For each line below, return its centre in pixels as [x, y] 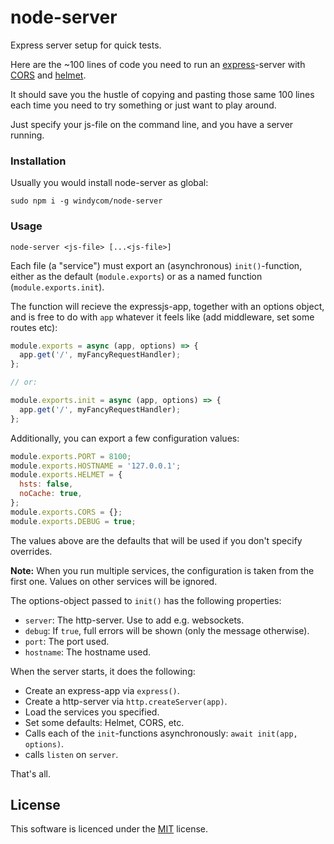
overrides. [31, 551]
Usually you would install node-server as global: [109, 183]
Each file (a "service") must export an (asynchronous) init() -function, [156, 265]
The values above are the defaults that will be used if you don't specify [156, 540]
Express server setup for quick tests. [86, 45]
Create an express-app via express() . [102, 690]
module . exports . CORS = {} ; [66, 512]
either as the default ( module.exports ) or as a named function [136, 276]
